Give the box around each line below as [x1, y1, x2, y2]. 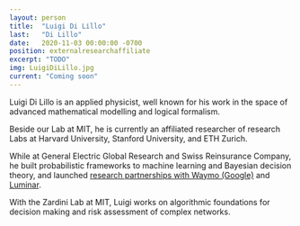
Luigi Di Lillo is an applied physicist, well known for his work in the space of [9, 96, 288, 107]
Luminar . [9, 179, 42, 190]
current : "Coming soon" [9, 72, 99, 81]
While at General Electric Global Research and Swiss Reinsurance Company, [9, 150, 292, 161]
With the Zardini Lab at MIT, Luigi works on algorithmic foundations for [9, 196, 271, 207]
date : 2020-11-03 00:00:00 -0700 [9, 38, 143, 48]
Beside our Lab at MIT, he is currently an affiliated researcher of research [9, 123, 281, 134]
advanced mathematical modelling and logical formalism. [9, 105, 221, 117]
